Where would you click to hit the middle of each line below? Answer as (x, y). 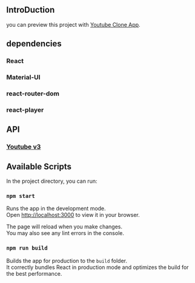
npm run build (27, 248)
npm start (21, 196)
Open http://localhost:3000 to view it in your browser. (73, 215)
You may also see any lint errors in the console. (65, 233)
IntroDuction (31, 10)
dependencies (34, 44)
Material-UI (23, 77)
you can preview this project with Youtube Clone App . (73, 24)
